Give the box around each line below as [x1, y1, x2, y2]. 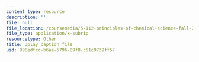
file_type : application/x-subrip [6, 31, 89, 37]
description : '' [6, 14, 46, 20]
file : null [6, 19, 33, 25]
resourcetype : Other [6, 36, 57, 42]
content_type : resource [6, 8, 65, 15]
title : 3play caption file [6, 42, 73, 48]
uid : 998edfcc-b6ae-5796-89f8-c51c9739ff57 [6, 47, 115, 53]
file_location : [6, 25, 44, 31]
